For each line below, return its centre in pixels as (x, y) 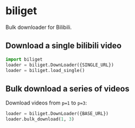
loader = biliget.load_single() (45, 70)
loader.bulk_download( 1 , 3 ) (40, 119)
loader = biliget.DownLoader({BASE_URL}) (57, 114)
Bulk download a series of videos (67, 89)
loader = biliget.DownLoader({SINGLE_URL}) (60, 65)
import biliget (24, 59)
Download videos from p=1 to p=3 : (46, 103)
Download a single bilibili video (64, 46)
